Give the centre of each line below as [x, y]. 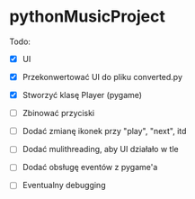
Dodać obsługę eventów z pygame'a [90, 167]
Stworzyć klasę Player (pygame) [82, 95]
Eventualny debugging [64, 185]
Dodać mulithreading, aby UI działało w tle [100, 149]
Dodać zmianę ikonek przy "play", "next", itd [104, 131]
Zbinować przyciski [58, 113]
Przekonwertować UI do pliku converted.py [102, 77]
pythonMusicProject [88, 17]
